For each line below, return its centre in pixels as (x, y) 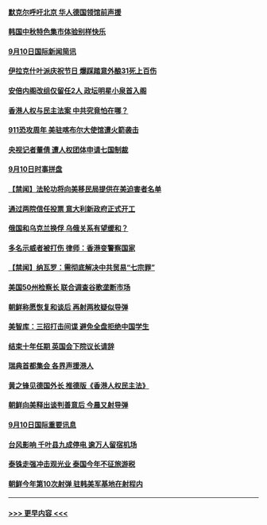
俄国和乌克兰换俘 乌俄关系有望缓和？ (68, 228)
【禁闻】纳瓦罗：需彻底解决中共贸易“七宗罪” (82, 268)
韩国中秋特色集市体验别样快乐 (57, 32)
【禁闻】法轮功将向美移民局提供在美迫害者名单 (85, 189)
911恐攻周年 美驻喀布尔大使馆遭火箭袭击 (74, 130)
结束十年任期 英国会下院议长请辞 (62, 346)
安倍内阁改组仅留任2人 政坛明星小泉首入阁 (77, 91)
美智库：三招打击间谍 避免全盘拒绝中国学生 (79, 326)
